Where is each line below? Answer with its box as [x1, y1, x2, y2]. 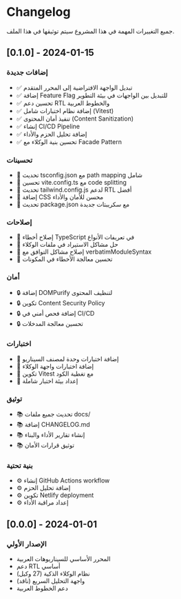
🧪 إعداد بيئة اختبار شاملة [16, 376, 78, 385]
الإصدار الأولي [6, 539, 47, 549]
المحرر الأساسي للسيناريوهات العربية [16, 555, 111, 563]
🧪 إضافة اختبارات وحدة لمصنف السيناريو [16, 354, 119, 363]
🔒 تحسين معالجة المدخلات [16, 319, 83, 327]
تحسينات [6, 155, 32, 165]
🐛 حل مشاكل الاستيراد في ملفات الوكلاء [16, 241, 118, 249]
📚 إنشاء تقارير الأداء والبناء [16, 431, 85, 439]
